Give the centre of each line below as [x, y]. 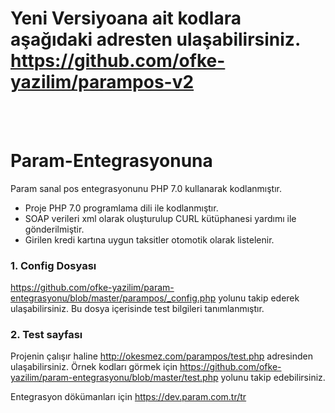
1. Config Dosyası [53, 265]
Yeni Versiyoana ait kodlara [126, 18]
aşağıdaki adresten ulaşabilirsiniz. [156, 39]
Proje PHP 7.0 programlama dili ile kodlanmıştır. [121, 208]
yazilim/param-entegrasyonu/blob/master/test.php [114, 378]
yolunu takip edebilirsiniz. [273, 378]
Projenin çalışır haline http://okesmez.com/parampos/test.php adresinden [162, 356]
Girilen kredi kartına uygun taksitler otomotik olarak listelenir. [149, 239]
